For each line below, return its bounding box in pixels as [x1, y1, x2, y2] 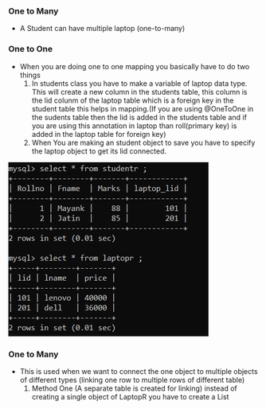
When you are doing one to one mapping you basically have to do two [19, 61, 250, 71]
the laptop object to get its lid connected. [31, 146, 167, 156]
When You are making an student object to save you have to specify [31, 138, 256, 147]
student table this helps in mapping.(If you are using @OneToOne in [31, 103, 254, 113]
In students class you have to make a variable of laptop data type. [31, 78, 248, 88]
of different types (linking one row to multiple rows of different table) [19, 375, 245, 384]
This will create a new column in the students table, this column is [31, 87, 248, 96]
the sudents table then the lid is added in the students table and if [31, 112, 247, 122]
